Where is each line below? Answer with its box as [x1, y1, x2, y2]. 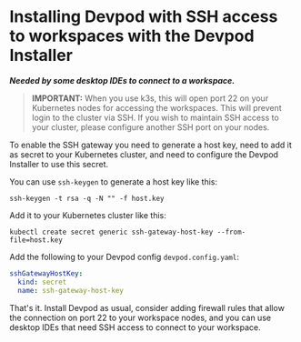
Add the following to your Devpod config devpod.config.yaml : [9, 251, 239, 262]
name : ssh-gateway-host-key [17, 286, 125, 295]
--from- [216, 227, 246, 236]
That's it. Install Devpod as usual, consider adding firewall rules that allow [9, 302, 285, 313]
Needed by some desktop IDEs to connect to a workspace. [9, 75, 236, 85]
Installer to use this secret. [9, 158, 109, 169]
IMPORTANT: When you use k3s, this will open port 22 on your [31, 93, 269, 104]
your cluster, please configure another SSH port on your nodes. [31, 121, 270, 133]
